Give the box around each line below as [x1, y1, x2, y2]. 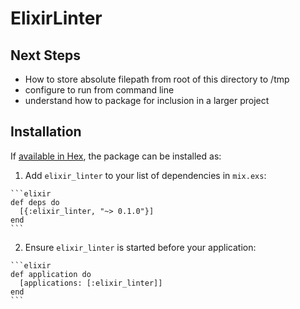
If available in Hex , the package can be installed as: [10, 150, 222, 162]
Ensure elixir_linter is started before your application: [24, 241, 257, 253]
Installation [10, 123, 82, 141]
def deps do [10, 197, 60, 207]
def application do [10, 269, 92, 279]
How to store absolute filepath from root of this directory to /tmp [24, 73, 290, 85]
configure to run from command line [24, 84, 175, 96]
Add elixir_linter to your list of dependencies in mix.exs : [24, 169, 267, 181]
